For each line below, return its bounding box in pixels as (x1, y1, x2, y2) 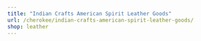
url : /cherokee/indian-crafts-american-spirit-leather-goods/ (7, 17, 194, 24)
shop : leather (7, 23, 49, 30)
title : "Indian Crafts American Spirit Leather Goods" (7, 10, 172, 17)
